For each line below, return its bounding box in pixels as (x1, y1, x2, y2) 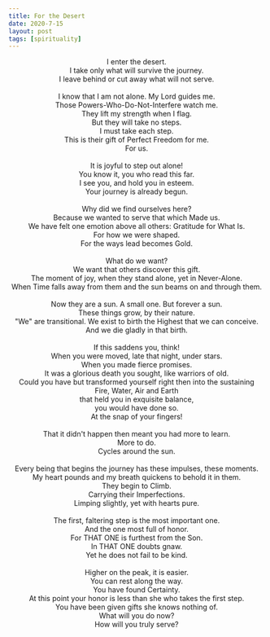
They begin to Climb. (101, 481, 172, 491)
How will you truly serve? (94, 620, 179, 630)
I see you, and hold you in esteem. (79, 178, 194, 188)
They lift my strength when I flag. (81, 109, 193, 119)
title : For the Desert (8, 11, 85, 20)
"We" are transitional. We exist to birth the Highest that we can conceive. (15, 317, 259, 327)
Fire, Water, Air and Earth (94, 386, 179, 396)
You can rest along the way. (89, 576, 184, 586)
